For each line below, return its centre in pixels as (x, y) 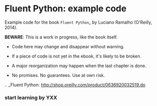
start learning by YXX (31, 98)
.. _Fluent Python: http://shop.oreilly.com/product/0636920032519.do (75, 85)
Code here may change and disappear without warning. (68, 46)
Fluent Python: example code (65, 9)
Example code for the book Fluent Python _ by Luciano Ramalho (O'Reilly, (78, 22)
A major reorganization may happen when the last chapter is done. (79, 66)
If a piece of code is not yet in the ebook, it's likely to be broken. (77, 56)
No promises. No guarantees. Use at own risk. (58, 75)
